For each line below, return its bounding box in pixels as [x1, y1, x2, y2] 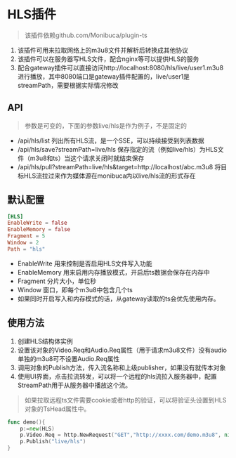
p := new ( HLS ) [20, 425, 55, 432]
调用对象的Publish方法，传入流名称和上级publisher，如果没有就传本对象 [17, 363, 226, 372]
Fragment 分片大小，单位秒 [17, 277, 97, 285]
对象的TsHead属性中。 [24, 405, 91, 413]
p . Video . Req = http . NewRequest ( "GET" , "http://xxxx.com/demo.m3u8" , [20, 431, 221, 439]
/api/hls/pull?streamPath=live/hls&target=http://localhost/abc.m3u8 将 [17, 162, 221, 171]
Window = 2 [7, 240, 39, 247]
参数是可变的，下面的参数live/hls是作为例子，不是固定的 [24, 121, 188, 130]
